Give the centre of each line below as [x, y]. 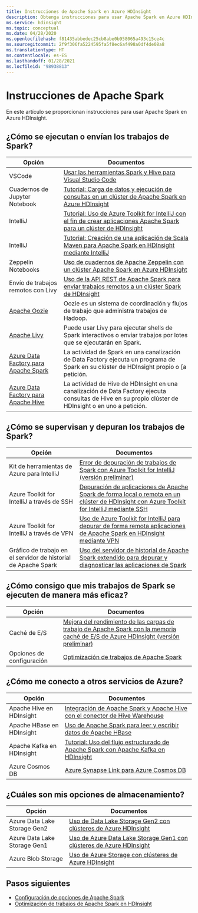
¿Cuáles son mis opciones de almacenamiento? [95, 794]
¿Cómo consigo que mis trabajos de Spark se [91, 586]
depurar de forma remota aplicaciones [132, 526]
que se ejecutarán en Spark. [102, 342]
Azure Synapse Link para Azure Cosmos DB [125, 770]
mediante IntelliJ [86, 253]
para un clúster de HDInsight [103, 229]
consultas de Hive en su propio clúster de [121, 398]
